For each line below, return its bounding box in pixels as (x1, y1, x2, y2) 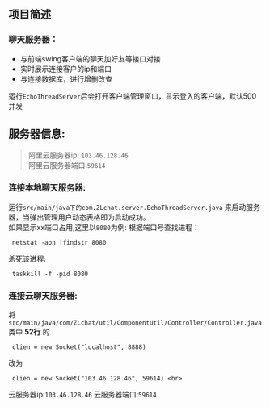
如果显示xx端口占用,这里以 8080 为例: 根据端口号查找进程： (8, 222, 200, 232)
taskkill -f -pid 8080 (11, 270, 89, 278)
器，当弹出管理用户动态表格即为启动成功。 (8, 212, 150, 222)
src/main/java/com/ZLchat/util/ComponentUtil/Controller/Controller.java (8, 319, 263, 327)
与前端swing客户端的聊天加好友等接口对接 (19, 53, 161, 63)
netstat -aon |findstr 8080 (11, 238, 107, 246)
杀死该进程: (8, 254, 47, 263)
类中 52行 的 (8, 327, 50, 337)
